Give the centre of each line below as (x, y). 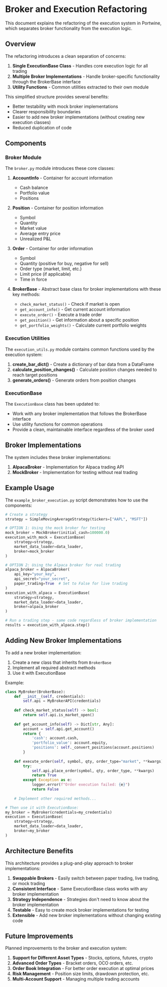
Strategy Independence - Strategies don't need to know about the (81, 899)
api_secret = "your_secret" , (42, 579)
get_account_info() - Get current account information (75, 309)
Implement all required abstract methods (54, 667)
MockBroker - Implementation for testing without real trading (75, 472)
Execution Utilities (28, 338)
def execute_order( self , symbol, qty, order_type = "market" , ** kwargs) (89, 761)
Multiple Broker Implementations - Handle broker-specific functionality (86, 76)
